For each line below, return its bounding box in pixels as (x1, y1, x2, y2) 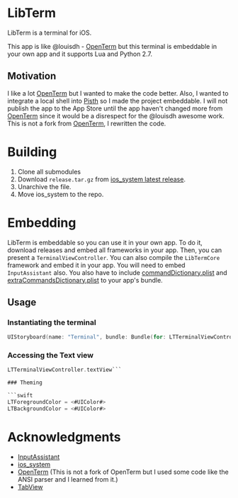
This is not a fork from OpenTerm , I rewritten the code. (7, 119, 166, 128)
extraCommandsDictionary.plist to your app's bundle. (7, 276, 163, 284)
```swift (7, 392, 33, 400)
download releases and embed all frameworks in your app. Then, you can (7, 246, 222, 254)
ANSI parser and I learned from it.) (17, 475, 118, 483)
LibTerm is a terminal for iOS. (7, 28, 92, 37)
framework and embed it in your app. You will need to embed (7, 261, 186, 269)
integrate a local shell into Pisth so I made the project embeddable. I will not (7, 96, 228, 105)
